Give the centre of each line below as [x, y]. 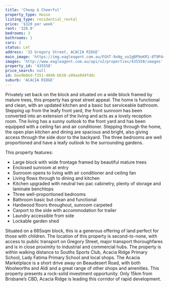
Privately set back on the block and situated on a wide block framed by [79, 94]
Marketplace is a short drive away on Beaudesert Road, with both [73, 263]
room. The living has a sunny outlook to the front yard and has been [75, 121]
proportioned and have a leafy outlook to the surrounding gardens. [74, 142]
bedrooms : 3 [18, 33]
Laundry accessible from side [43, 216]
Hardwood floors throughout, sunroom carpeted [62, 205]
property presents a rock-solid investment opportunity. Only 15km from [79, 273]
